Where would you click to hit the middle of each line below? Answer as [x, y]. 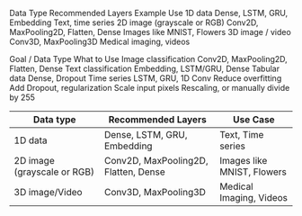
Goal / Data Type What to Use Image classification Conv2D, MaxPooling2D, [148, 59]
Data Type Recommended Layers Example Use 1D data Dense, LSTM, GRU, [149, 13]
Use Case [254, 119]
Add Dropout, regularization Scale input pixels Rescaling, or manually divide [150, 88]
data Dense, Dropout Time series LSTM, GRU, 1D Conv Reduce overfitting [146, 78]
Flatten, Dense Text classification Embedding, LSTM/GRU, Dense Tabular [145, 68]
